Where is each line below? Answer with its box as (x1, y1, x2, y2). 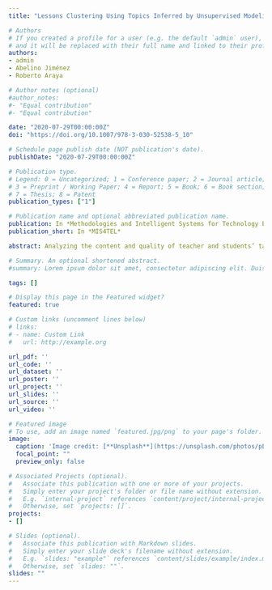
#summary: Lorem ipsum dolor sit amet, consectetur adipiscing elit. (8, 264, 249, 272)
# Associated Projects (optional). (8, 472, 129, 480)
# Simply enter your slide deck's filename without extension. (8, 547, 233, 555)
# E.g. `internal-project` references (8, 494, 147, 503)
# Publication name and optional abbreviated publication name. (8, 212, 230, 221)
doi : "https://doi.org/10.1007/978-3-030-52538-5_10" (8, 131, 194, 139)
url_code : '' (8, 360, 53, 368)
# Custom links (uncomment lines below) (8, 316, 147, 324)
